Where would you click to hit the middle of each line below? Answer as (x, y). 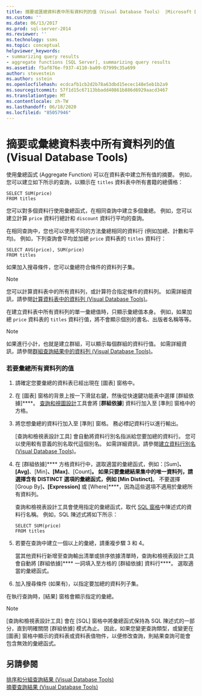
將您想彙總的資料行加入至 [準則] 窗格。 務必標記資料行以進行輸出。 (98, 423)
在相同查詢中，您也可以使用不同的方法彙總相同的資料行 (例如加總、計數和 (98, 231)
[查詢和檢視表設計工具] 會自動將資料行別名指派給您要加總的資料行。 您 (103, 436)
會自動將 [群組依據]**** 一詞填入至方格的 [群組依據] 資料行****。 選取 (102, 563)
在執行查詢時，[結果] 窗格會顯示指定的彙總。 (62, 596)
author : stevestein (31, 73)
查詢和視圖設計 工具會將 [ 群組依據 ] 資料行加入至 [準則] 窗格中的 (118, 403)
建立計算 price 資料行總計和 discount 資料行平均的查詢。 (77, 218)
